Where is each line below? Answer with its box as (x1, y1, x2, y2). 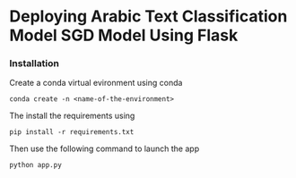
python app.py (9, 161, 63, 170)
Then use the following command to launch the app (9, 143, 200, 154)
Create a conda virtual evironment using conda (9, 78, 183, 89)
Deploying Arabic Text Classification (9, 6, 288, 27)
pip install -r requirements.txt (9, 128, 135, 137)
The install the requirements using (9, 110, 135, 122)
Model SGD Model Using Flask (9, 25, 239, 46)
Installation (9, 57, 60, 70)
